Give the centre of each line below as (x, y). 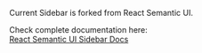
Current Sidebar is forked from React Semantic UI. (101, 13)
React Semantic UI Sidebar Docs (69, 39)
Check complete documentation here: (79, 30)
